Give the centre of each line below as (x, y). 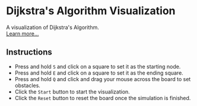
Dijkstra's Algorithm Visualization (91, 11)
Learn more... (23, 33)
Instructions (29, 52)
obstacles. (27, 85)
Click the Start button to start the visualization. (72, 91)
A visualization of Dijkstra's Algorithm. (53, 27)
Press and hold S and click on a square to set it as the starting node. (98, 66)
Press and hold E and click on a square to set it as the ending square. (99, 73)
